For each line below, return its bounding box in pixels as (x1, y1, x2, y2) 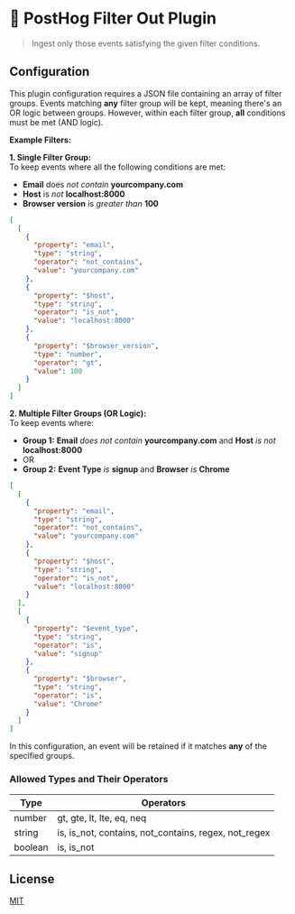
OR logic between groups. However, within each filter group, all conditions (9, 107, 286, 118)
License (9, 871, 55, 887)
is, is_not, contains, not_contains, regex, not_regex (57, 826, 271, 838)
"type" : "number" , (32, 349, 103, 359)
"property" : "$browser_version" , (32, 341, 160, 350)
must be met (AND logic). (9, 116, 104, 127)
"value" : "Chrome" (32, 699, 103, 708)
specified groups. (9, 751, 75, 762)
